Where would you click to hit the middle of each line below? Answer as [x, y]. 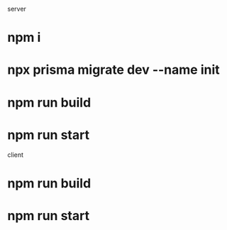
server [17, 9]
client [15, 155]
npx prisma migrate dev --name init [113, 70]
